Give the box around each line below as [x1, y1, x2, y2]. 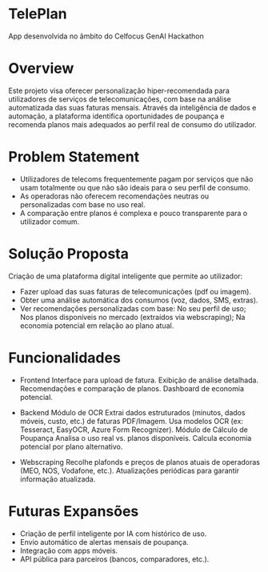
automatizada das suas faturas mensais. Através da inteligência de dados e [8, 102, 257, 112]
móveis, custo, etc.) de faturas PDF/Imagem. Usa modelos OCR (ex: [19, 416, 244, 426]
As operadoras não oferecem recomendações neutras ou [19, 191, 210, 201]
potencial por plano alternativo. [19, 442, 123, 451]
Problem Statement [8, 148, 140, 166]
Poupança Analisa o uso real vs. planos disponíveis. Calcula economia [19, 433, 252, 442]
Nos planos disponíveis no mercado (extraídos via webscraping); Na [19, 312, 246, 322]
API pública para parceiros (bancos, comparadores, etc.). [19, 554, 210, 564]
